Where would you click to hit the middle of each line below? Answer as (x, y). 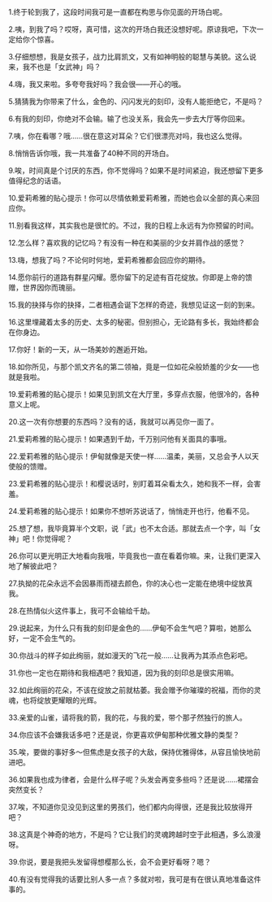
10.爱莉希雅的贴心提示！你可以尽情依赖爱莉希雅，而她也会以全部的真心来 (131, 198)
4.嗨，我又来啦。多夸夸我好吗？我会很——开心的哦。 (97, 84)
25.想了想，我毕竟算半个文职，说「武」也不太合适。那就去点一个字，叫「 (131, 528)
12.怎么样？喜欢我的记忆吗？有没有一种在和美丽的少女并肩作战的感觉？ (127, 243)
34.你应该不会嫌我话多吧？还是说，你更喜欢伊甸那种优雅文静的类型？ (124, 735)
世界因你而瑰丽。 (51, 288)
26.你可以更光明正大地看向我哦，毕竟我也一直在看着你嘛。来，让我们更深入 (135, 556)
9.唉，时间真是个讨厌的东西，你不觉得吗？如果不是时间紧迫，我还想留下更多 (136, 170)
